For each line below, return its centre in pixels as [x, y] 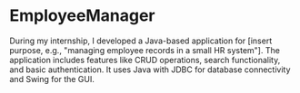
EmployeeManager [82, 16]
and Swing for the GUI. [52, 79]
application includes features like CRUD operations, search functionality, [145, 60]
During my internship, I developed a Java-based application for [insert [141, 41]
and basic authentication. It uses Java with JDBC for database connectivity [150, 70]
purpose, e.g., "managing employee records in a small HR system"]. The [145, 50]
